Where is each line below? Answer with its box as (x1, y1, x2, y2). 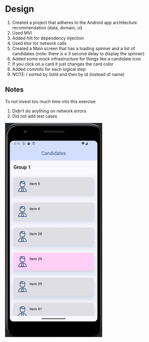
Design (5, 3, 34, 15)
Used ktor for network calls (12, 40, 67, 46)
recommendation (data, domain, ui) (12, 24, 83, 30)
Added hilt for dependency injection (12, 35, 84, 41)
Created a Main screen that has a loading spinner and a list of (12, 45, 135, 51)
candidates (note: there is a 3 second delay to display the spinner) (12, 50, 145, 57)
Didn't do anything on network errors (12, 108, 86, 114)
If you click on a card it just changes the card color (12, 61, 114, 67)
